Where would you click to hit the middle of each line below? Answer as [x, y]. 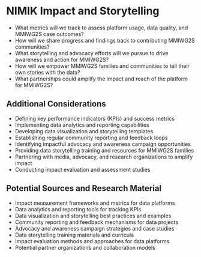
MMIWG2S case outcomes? [49, 34]
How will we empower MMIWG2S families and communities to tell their [102, 66]
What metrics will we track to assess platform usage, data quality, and [101, 28]
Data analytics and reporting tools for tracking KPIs [78, 209]
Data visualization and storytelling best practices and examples [93, 216]
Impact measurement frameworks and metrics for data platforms [95, 203]
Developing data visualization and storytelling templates [84, 131]
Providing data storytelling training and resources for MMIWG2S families [104, 150]
